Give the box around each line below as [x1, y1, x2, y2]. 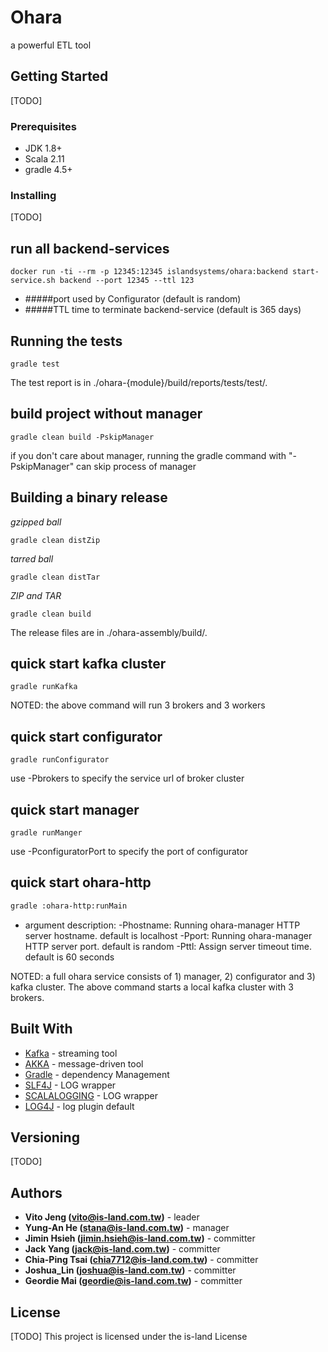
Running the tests [10, 332, 123, 350]
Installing [10, 188, 57, 202]
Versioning [10, 1129, 80, 1146]
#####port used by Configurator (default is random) [24, 293, 242, 305]
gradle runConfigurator [10, 755, 110, 765]
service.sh [10, 276, 56, 286]
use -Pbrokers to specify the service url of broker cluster [10, 772, 245, 785]
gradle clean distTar [10, 572, 101, 582]
